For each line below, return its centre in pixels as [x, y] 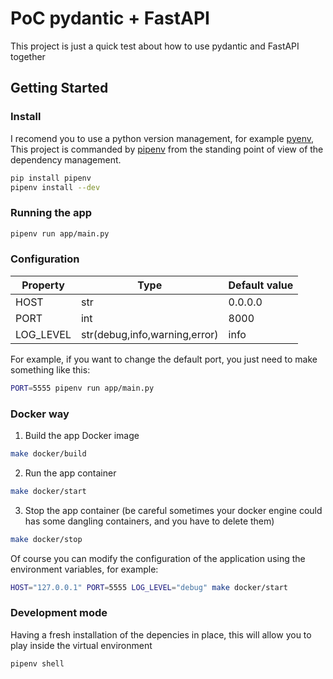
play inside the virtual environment [81, 645]
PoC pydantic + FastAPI [110, 18]
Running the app [51, 213]
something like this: [50, 369]
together [28, 56]
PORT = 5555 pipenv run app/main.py [82, 388]
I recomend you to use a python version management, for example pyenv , [162, 138]
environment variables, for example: [84, 569]
